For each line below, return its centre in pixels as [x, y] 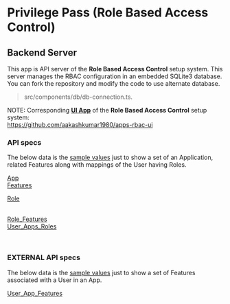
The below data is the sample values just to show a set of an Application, [110, 157]
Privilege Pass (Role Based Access [108, 13]
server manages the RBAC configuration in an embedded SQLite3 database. [115, 76]
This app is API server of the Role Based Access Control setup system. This [115, 69]
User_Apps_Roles [32, 226]
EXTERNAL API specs [44, 257]
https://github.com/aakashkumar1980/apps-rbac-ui [80, 125]
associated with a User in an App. [55, 280]
